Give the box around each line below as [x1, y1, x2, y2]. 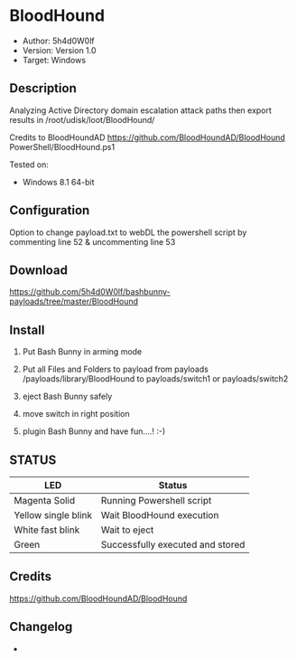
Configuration [9, 203, 90, 218]
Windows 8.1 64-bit [22, 176, 95, 187]
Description [9, 80, 77, 96]
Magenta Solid [14, 495, 76, 506]
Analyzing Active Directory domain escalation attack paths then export [9, 105, 273, 116]
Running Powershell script [100, 495, 212, 506]
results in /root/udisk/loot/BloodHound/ [9, 114, 155, 125]
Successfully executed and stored [100, 539, 246, 551]
